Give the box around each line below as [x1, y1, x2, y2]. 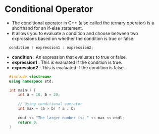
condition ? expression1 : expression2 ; [9, 45, 94, 50]
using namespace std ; [9, 79, 54, 84]
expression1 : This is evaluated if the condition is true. [11, 59, 122, 65]
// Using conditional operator [17, 101, 83, 107]
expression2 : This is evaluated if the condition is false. [11, 64, 125, 70]
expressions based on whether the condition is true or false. [11, 36, 135, 42]
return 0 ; [17, 120, 38, 125]
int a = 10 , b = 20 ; [17, 92, 60, 97]
